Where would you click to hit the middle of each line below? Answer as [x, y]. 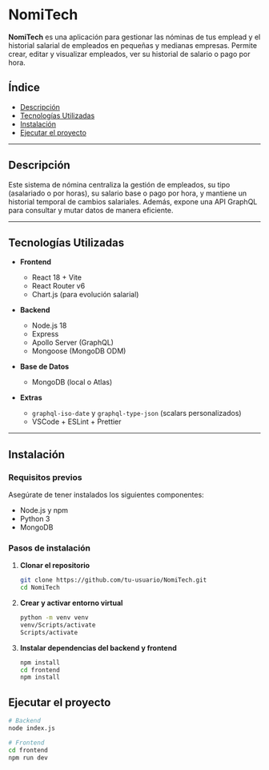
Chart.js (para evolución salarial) [85, 295]
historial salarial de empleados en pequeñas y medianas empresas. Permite [133, 45]
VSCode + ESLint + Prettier [76, 421]
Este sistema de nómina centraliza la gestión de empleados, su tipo [119, 184]
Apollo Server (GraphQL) [73, 343]
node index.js [32, 728]
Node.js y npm [44, 510]
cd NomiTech [40, 588]
